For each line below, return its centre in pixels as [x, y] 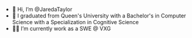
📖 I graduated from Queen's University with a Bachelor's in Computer [99, 16]
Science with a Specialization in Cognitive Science [75, 22]
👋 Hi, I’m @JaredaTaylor [42, 9]
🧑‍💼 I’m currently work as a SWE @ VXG [61, 28]
